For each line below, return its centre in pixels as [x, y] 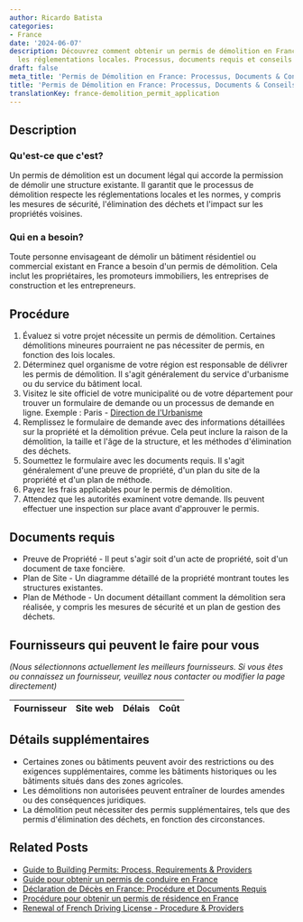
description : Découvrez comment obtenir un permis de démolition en [141, 52]
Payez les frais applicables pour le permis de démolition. [127, 490]
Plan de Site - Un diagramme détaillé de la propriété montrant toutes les [156, 579]
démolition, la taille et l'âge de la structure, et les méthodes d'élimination [157, 442]
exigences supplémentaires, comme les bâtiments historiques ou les [150, 771]
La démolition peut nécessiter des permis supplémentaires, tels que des [156, 809]
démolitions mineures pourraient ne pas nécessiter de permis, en [143, 345]
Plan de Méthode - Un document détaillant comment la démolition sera [154, 597]
